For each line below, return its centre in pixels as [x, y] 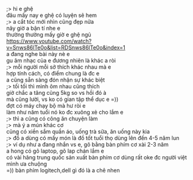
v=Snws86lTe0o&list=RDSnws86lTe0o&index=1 [66, 47]
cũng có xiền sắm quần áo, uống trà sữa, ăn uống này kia [78, 131]
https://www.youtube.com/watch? [49, 41]
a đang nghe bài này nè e [38, 54]
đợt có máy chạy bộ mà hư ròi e [46, 106]
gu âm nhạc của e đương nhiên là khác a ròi [61, 61]
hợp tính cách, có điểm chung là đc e [53, 73]
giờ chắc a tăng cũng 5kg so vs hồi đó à [56, 93]
